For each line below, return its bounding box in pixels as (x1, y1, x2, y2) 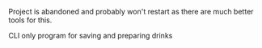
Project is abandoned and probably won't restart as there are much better (8, 7, 254, 16)
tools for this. (8, 15, 53, 25)
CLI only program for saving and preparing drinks (8, 31, 173, 40)
